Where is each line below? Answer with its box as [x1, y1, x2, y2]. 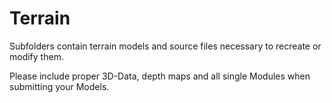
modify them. [9, 50, 64, 62]
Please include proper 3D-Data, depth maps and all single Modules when [9, 70, 311, 82]
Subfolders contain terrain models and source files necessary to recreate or [9, 40, 322, 52]
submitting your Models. [9, 80, 110, 92]
